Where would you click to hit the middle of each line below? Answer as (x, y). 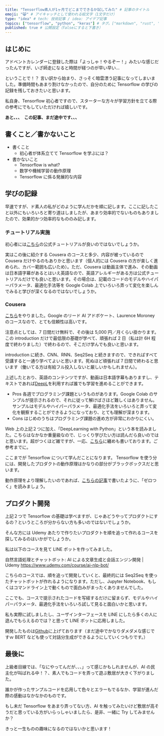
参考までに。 (18, 447)
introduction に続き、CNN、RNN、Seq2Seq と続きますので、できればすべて (81, 355)
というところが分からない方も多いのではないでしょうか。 (75, 522)
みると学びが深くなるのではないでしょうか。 (54, 291)
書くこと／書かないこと (40, 135)
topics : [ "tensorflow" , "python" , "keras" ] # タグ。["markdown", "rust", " (82, 23)
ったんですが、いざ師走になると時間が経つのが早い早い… (62, 68)
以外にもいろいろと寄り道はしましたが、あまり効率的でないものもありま (82, 212)
